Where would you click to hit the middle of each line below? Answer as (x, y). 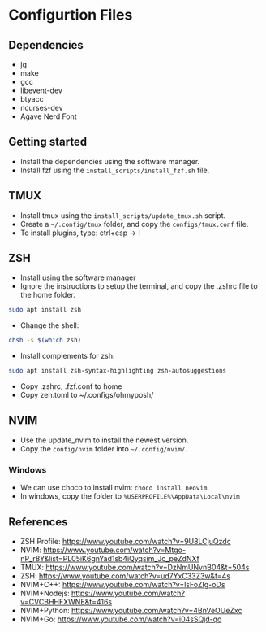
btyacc (32, 99)
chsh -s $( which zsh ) (45, 340)
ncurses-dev (41, 108)
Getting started (48, 142)
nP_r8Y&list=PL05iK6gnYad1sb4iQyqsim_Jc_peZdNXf (110, 558)
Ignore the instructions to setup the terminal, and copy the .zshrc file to (139, 286)
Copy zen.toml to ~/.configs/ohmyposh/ (87, 395)
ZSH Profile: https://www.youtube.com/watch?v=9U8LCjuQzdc (125, 541)
